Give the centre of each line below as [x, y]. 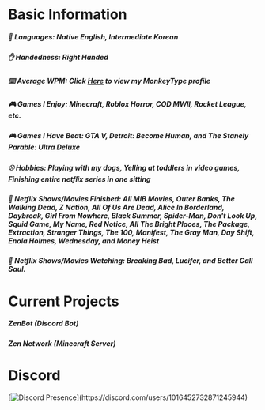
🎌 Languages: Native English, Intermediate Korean [93, 36]
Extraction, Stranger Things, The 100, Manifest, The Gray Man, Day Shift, [131, 233]
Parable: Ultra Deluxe [44, 147]
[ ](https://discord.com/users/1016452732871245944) [128, 397]
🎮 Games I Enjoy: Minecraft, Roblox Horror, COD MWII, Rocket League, [127, 103]
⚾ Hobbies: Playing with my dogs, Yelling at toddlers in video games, [124, 167]
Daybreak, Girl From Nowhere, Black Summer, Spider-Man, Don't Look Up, [133, 216]
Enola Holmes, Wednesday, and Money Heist [84, 241]
